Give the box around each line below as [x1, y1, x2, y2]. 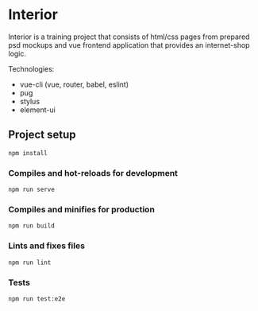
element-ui [19, 105, 56, 115]
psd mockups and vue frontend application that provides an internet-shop [8, 40, 250, 49]
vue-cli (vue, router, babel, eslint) [19, 80, 129, 89]
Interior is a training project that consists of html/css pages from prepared [8, 32, 250, 41]
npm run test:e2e [8, 294, 66, 303]
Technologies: [8, 64, 55, 73]
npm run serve [8, 185, 56, 194]
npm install [8, 149, 48, 157]
